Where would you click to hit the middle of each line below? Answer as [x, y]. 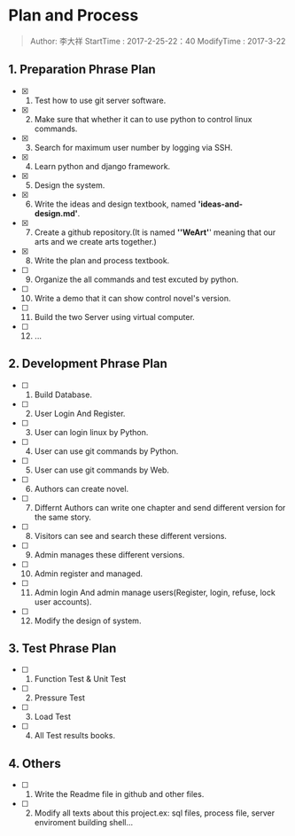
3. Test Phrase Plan [62, 648]
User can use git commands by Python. [106, 451]
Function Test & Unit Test [80, 679]
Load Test [53, 717]
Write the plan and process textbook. [102, 260]
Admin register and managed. [89, 574]
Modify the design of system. [88, 621]
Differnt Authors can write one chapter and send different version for [160, 507]
